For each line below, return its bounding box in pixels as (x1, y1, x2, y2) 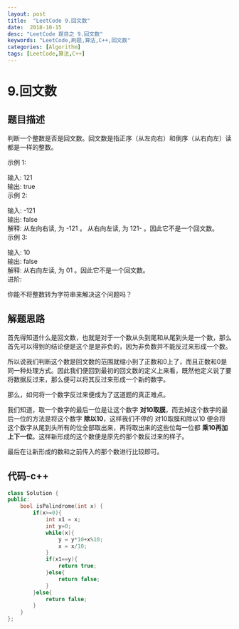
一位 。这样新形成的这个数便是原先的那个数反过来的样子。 (19, 432, 188, 441)
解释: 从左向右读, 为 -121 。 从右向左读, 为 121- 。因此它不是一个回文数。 (7, 224, 219, 232)
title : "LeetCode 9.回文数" (7, 17, 91, 24)
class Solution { (7, 489, 59, 496)
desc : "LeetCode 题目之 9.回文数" (7, 30, 103, 38)
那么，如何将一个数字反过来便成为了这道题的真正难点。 (7, 390, 169, 399)
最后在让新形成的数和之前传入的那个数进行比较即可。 (7, 447, 164, 456)
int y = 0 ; (45, 522, 72, 530)
